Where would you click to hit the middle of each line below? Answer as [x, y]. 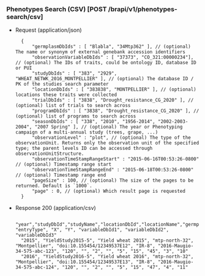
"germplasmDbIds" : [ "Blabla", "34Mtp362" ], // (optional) [111, 47]
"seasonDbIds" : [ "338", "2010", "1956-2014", [93, 122]
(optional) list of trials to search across [73, 106]
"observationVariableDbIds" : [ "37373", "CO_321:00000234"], [113, 58]
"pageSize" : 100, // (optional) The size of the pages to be [113, 181]
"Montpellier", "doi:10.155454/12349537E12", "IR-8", [85, 246]
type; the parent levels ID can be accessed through [84, 149]
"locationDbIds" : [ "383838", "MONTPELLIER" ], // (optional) [114, 90]
